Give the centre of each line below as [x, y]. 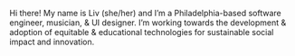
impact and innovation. [52, 42]
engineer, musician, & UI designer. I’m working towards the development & [148, 23]
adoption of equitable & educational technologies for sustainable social [142, 32]
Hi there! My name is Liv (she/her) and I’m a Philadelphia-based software [146, 13]
